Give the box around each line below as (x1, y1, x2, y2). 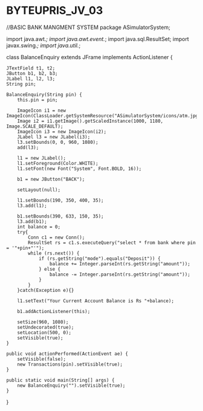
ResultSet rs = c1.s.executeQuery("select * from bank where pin (28, 239, 196, 245)
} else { (38, 266, 61, 272)
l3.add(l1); (17, 202, 47, 209)
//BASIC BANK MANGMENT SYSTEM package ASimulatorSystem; (6, 24, 170, 31)
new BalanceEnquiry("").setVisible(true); (17, 382, 126, 389)
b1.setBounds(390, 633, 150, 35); (17, 213, 104, 219)
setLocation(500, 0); (17, 329, 71, 335)
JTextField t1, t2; (6, 65, 56, 71)
